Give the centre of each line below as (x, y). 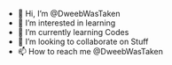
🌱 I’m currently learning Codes (73, 32)
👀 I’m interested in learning (66, 23)
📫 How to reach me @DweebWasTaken (90, 51)
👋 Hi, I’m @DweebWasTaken (69, 14)
